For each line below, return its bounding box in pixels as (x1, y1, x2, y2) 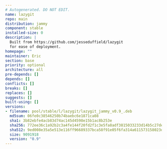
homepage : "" (5, 49, 32, 54)
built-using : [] (5, 100, 39, 105)
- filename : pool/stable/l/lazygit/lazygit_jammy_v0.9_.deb (5, 109, 133, 114)
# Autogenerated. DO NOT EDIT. (5, 7, 70, 12)
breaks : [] (5, 85, 28, 91)
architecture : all (5, 68, 43, 73)
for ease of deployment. (9, 44, 61, 49)
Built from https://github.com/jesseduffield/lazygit (9, 40, 123, 45)
